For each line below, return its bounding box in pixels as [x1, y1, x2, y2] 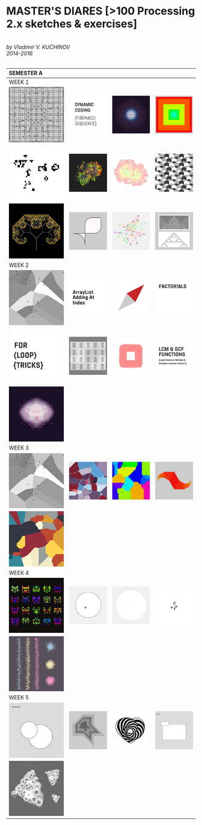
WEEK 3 [8, 444, 29, 451]
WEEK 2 [8, 261, 29, 269]
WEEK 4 [8, 569, 29, 576]
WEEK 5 [8, 694, 29, 701]
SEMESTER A [8, 69, 43, 77]
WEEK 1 [8, 78, 29, 86]
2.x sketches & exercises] [6, 17, 138, 31]
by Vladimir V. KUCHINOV [6, 43, 70, 51]
